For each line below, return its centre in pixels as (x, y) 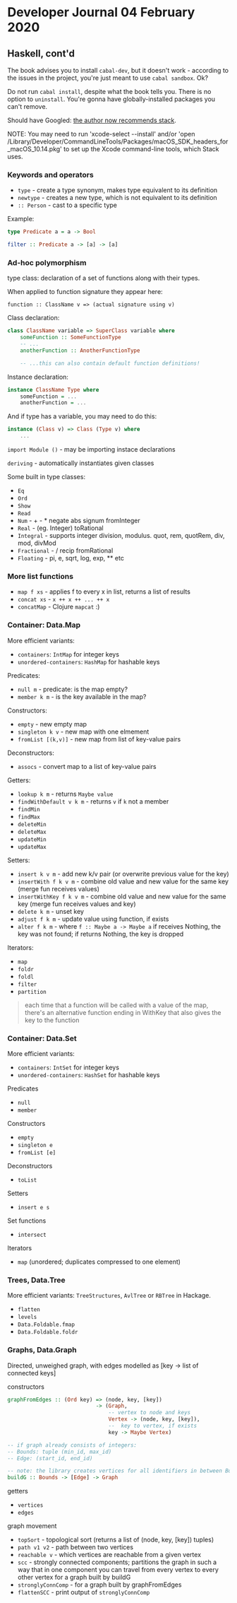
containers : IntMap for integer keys (68, 654)
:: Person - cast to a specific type (67, 205)
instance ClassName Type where (53, 389)
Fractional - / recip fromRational (65, 551)
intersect (32, 1235)
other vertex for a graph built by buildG (74, 1578)
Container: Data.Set (42, 1038)
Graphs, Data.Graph (42, 1350)
